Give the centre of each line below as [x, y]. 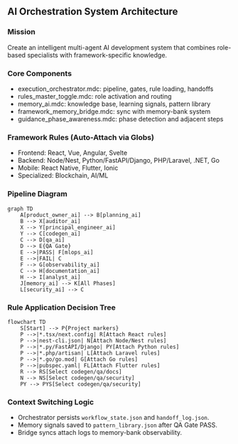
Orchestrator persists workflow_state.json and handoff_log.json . [113, 418]
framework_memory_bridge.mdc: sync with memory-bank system [114, 111]
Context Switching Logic [51, 402]
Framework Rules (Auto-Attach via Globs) [81, 137]
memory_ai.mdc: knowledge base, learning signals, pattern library [114, 104]
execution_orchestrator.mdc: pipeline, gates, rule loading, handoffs [115, 89]
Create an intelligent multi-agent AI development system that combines [112, 47]
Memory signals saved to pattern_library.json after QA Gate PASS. [118, 425]
